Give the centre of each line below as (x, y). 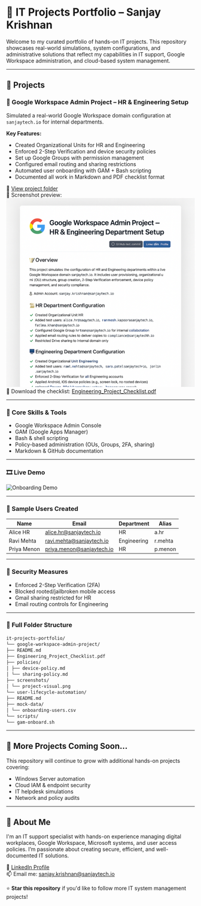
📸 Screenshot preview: (34, 195)
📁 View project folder (32, 188)
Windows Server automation (50, 778)
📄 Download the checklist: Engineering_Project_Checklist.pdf (81, 391)
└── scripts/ (22, 716)
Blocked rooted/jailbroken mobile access (65, 591)
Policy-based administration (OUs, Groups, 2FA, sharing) (85, 444)
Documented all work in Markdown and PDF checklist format (90, 177)
